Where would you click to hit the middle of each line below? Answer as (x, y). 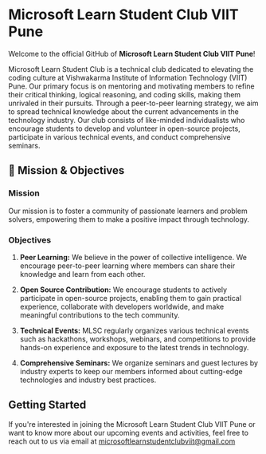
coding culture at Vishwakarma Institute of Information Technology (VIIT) (128, 77)
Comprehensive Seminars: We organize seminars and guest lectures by (139, 363)
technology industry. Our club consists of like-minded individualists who (127, 120)
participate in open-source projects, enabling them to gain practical (130, 298)
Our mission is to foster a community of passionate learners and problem (128, 211)
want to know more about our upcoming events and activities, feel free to (129, 432)
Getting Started (47, 405)
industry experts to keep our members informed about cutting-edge (131, 371)
